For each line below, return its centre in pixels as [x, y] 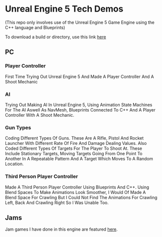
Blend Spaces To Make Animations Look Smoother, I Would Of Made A [75, 192]
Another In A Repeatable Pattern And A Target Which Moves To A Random [79, 159]
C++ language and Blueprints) [35, 27]
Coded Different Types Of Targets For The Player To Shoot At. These [73, 148]
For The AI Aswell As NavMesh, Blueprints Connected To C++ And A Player [80, 110]
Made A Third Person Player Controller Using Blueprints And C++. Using [77, 187]
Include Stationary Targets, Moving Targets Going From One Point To [74, 154]
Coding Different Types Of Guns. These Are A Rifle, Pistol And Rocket [74, 138]
